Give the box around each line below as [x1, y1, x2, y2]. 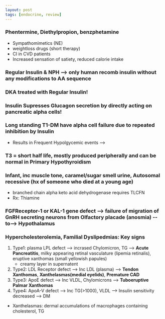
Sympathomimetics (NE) [12, 40, 63, 46]
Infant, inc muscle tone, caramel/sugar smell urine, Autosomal [5, 172, 160, 179]
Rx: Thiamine [12, 195, 40, 201]
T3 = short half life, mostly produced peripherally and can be [5, 152, 156, 159]
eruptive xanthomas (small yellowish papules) [12, 256, 107, 262]
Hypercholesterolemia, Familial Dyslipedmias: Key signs [5, 233, 145, 241]
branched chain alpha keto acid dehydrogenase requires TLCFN [12, 190, 145, 196]
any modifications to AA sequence [5, 75, 91, 82]
